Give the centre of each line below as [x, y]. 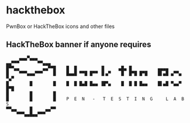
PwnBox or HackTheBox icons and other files [61, 26]
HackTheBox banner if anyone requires [79, 45]
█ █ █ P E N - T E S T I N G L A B [95, 99]
